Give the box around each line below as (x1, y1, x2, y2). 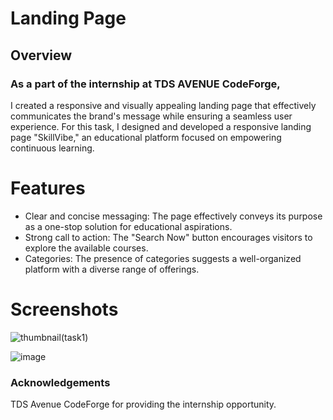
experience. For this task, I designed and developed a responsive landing (10, 120, 312, 132)
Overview (10, 47, 73, 64)
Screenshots (10, 298, 119, 321)
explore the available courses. (24, 242, 149, 254)
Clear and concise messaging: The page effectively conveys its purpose (24, 210, 323, 222)
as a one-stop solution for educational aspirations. (24, 220, 233, 232)
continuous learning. (10, 142, 95, 154)
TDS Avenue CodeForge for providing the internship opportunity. (10, 398, 277, 411)
